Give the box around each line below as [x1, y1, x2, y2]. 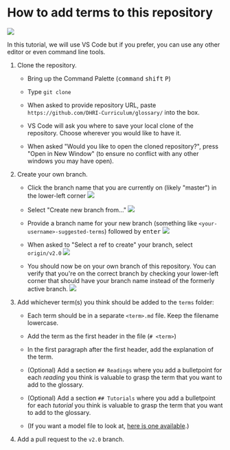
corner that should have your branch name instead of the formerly [27, 276, 215, 284]
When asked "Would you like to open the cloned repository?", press [27, 142, 218, 150]
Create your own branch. [16, 170, 88, 178]
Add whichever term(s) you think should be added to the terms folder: [16, 297, 214, 306]
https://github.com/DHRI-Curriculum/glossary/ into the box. [27, 108, 200, 116]
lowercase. [27, 318, 59, 327]
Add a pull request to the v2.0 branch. [16, 435, 125, 443]
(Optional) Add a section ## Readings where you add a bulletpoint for [27, 365, 222, 374]
